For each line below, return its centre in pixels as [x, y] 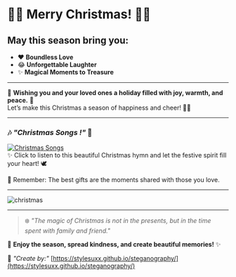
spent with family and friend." [67, 231]
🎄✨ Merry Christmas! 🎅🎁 [79, 14]
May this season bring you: [68, 40]
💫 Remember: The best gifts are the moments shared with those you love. [113, 180]
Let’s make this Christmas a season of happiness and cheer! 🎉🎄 [99, 108]
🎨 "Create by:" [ [30, 259]
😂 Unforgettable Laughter [57, 65]
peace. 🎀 [20, 100]
